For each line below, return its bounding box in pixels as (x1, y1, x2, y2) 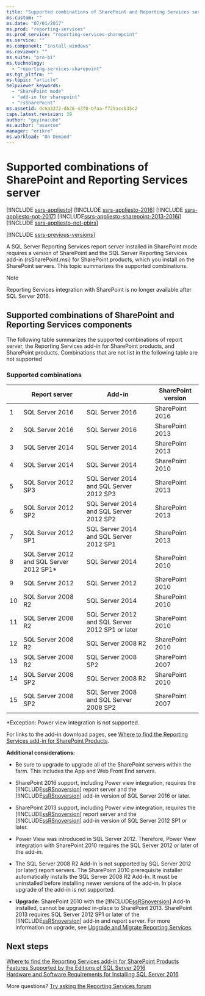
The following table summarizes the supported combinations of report (6, 336, 182, 343)
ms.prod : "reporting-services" (6, 26, 86, 32)
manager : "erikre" (6, 128, 53, 134)
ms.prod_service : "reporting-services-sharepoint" (6, 32, 138, 38)
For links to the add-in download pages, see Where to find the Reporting (6, 731, 188, 738)
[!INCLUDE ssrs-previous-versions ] (6, 231, 96, 238)
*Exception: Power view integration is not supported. (6, 718, 140, 726)
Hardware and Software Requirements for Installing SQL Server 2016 (6, 970, 179, 978)
